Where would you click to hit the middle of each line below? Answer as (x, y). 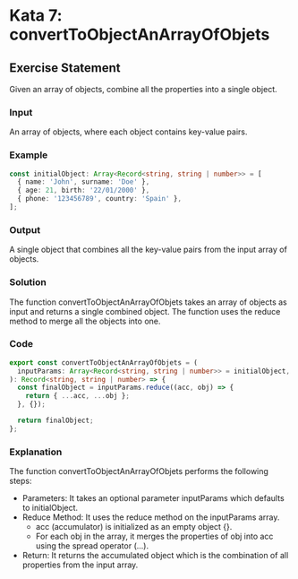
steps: (21, 481)
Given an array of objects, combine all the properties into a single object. (143, 89)
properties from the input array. (80, 565)
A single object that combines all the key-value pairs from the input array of (149, 250)
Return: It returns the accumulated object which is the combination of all (155, 556)
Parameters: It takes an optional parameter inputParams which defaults (153, 498)
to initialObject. (50, 508)
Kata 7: (36, 16)
